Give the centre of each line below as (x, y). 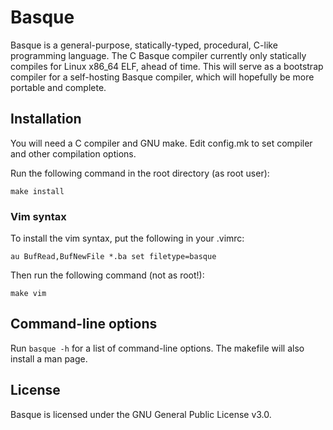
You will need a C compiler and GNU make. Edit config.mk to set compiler (161, 143)
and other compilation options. (73, 153)
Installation (46, 119)
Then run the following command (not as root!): (107, 275)
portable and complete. (58, 87)
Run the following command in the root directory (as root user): (140, 173)
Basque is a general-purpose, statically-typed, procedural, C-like (144, 45)
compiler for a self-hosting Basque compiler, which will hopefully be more (162, 77)
